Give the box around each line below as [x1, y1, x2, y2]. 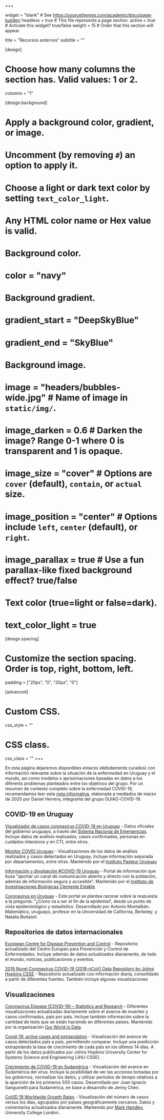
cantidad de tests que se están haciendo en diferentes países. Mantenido [5, 1019, 153, 1025]
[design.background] [5, 100, 47, 106]
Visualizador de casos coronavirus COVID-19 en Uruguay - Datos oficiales [5, 823, 154, 829]
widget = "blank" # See [5, 12, 52, 18]
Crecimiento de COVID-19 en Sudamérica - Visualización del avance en [5, 1064, 149, 1070]
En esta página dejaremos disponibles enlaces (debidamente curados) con [5, 765, 155, 771]
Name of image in [55, 392, 128, 403]
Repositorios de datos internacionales [5, 928, 123, 936]
